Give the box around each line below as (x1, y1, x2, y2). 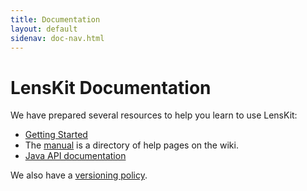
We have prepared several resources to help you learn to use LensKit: (10, 109, 298, 121)
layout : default (10, 24, 78, 34)
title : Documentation (10, 14, 101, 25)
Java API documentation (24, 150, 127, 162)
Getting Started (24, 129, 88, 141)
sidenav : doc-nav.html (10, 33, 105, 43)
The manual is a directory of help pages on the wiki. (24, 139, 239, 151)
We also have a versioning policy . (10, 169, 148, 181)
